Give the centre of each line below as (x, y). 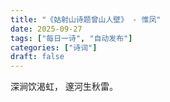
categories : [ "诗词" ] (54, 47)
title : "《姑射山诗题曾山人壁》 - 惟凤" (86, 19)
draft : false (37, 57)
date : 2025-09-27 (46, 29)
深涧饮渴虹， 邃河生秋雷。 (64, 87)
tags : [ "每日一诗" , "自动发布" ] (71, 38)
